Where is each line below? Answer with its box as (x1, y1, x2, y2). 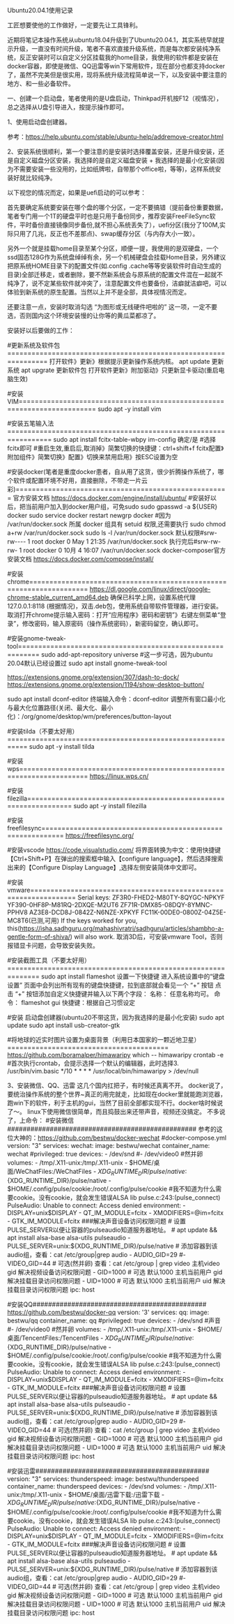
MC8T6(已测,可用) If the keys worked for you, (7, 916, 138, 925)
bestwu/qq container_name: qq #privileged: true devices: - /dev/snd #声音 (7, 1316, 221, 1325)
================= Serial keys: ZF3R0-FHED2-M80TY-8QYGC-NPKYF (7, 893, 225, 902)
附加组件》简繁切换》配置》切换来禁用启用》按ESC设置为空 (7, 453, 178, 461)
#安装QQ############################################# (7, 1300, 207, 1309)
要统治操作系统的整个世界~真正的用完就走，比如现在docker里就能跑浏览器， (7, 1090, 227, 1098)
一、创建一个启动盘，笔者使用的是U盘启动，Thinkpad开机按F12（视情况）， (7, 94, 223, 103)
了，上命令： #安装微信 (7, 1116, 75, 1124)
